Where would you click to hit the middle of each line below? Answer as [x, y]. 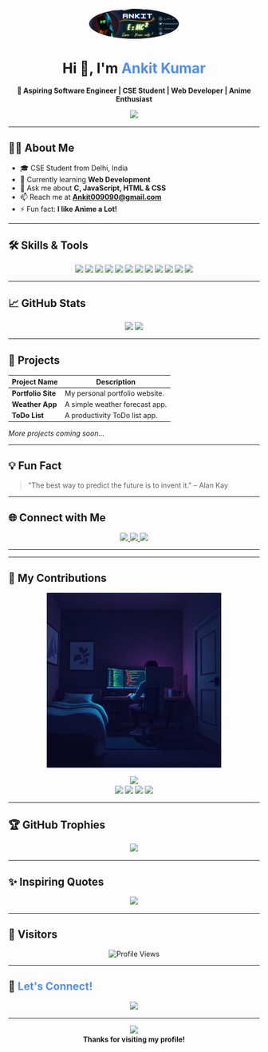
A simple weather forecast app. [116, 404]
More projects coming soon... [57, 433]
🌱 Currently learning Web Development [85, 179]
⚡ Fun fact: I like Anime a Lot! [68, 209]
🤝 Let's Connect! [51, 987]
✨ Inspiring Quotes [56, 881]
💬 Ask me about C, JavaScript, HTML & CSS [93, 188]
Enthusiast [134, 99]
